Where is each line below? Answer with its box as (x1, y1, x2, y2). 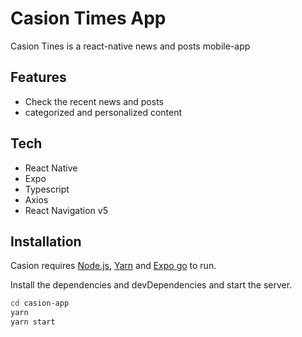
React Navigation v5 (24, 204, 108, 216)
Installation (10, 233, 82, 250)
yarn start (10, 317, 56, 327)
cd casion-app (10, 298, 70, 309)
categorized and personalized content (24, 106, 183, 118)
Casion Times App (10, 7, 167, 30)
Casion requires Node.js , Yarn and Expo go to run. (10, 260, 217, 272)
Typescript (24, 183, 70, 195)
